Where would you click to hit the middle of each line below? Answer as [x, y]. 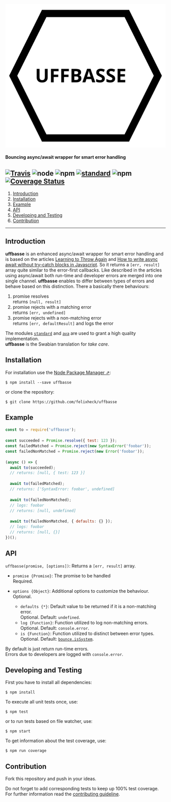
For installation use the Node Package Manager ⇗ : [58, 372]
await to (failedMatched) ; [37, 484]
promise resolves [31, 296]
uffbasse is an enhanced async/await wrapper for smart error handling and [84, 254]
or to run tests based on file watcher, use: [49, 721]
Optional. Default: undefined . [50, 617]
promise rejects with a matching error [52, 307]
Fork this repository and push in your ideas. [51, 779]
